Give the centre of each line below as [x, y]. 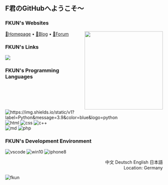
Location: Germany [143, 167]
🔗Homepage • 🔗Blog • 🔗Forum [37, 34]
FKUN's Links [22, 47]
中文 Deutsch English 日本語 [134, 162]
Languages [19, 76]
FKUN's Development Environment [48, 141]
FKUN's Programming [32, 70]
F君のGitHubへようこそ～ [44, 8]
